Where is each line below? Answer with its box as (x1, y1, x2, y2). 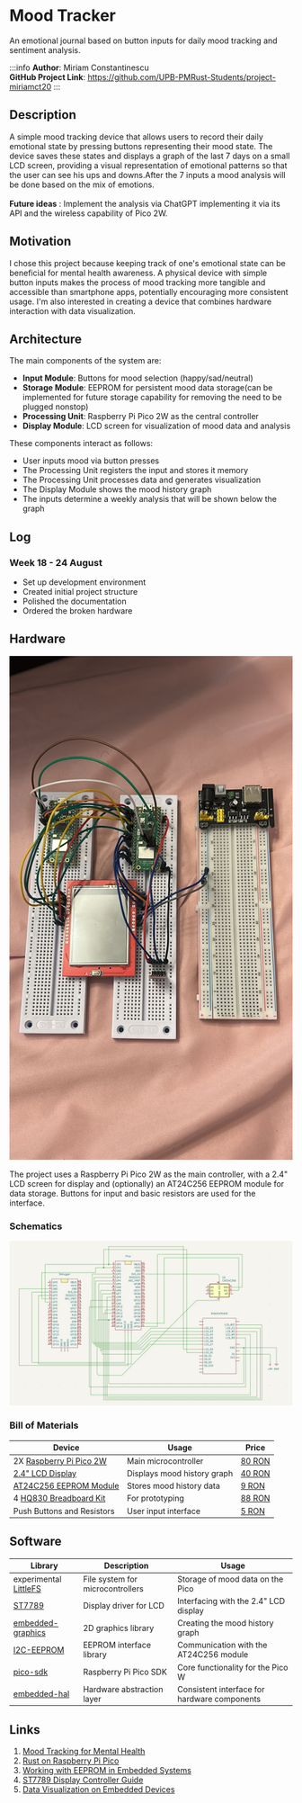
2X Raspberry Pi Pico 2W (13, 1455, 107, 1467)
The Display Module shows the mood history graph (22, 484, 212, 495)
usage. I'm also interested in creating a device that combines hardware (9, 296, 272, 307)
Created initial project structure (22, 587, 138, 597)
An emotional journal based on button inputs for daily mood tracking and (9, 35, 278, 46)
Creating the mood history (177, 1618, 274, 1628)
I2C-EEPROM (13, 1644, 65, 1655)
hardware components (177, 1693, 262, 1704)
